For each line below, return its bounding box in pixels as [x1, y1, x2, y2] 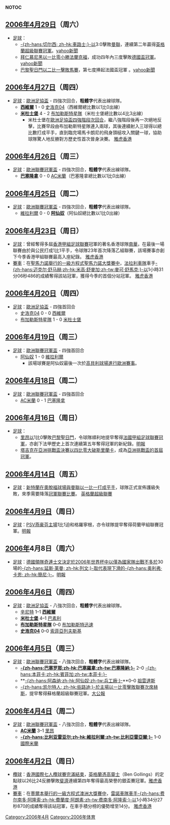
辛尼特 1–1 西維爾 [20, 608, 56, 615]
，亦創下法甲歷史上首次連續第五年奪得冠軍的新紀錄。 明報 [24, 441, 146, 447]
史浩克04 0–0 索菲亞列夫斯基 [20, 628, 82, 634]
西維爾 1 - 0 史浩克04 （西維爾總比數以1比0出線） [20, 104, 123, 110]
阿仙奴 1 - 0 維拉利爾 [20, 354, 64, 360]
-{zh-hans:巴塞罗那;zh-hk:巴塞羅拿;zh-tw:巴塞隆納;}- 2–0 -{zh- [20, 665, 157, 671]
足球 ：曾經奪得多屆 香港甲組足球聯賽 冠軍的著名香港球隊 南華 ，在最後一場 [12, 241, 164, 247]
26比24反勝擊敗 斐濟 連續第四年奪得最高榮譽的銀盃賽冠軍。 [26, 778, 149, 784]
